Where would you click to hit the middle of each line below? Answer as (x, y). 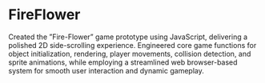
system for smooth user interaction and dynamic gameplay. (106, 70)
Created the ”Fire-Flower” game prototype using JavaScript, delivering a (128, 37)
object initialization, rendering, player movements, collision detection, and (130, 53)
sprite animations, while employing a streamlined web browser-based (123, 62)
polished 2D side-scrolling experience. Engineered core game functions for (132, 45)
